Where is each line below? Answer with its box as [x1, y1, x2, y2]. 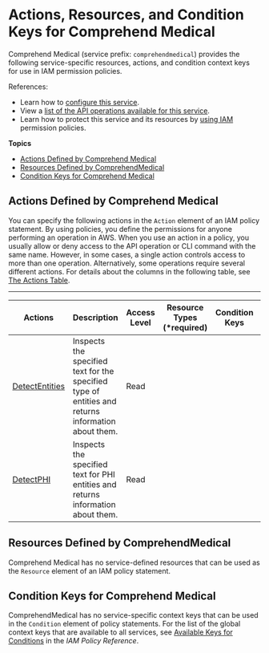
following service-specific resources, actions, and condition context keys [8, 58, 251, 67]
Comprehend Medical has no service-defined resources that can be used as [8, 558, 260, 567]
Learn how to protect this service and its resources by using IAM [19, 114, 234, 124]
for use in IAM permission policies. [8, 66, 122, 75]
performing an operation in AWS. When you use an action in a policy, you [8, 233, 250, 242]
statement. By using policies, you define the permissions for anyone [8, 224, 232, 233]
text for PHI [72, 468, 116, 480]
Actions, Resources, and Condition [8, 6, 244, 24]
